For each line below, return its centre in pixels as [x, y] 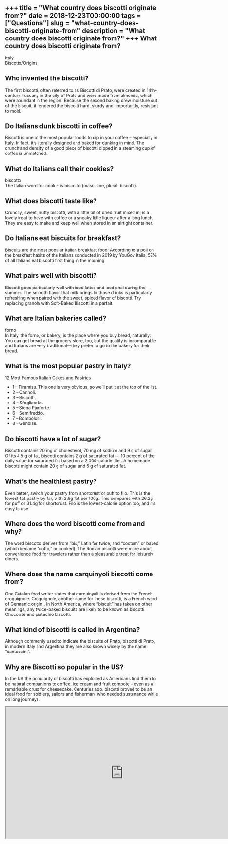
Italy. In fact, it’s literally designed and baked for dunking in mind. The [75, 143]
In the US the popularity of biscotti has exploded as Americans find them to [81, 679]
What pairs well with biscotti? [51, 276]
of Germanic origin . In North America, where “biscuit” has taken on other [79, 604]
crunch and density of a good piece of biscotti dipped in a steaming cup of [80, 148]
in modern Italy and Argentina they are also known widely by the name [76, 646]
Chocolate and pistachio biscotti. [38, 614]
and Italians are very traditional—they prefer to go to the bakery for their [77, 345]
